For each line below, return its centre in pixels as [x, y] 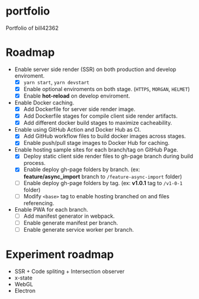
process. [35, 163]
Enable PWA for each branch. [51, 209]
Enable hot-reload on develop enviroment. [77, 96]
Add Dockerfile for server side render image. [79, 109]
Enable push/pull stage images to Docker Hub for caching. [96, 143]
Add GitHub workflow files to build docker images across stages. [105, 136]
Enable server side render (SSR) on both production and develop [95, 69]
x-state [23, 278]
